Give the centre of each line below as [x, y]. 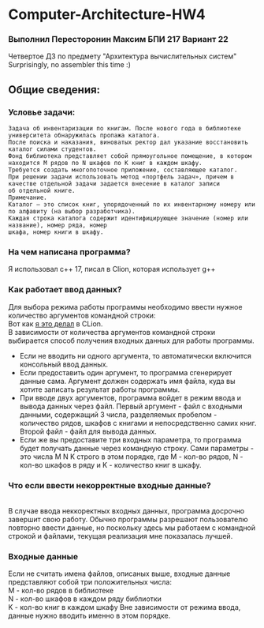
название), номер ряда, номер [58, 226]
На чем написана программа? [70, 252]
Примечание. [28, 198]
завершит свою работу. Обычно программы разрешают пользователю [128, 520]
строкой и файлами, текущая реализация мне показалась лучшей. [121, 536]
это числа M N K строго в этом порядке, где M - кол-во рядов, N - [131, 457]
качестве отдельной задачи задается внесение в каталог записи [114, 184]
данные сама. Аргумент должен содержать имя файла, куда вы [127, 381]
